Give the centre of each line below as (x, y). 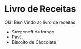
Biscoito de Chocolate (34, 42)
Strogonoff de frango (33, 32)
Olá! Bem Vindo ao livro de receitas (40, 22)
